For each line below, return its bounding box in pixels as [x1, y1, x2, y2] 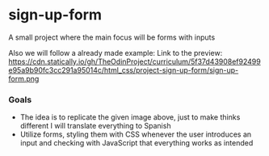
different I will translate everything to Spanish [19, 121, 171, 131]
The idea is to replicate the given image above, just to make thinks [19, 112, 241, 122]
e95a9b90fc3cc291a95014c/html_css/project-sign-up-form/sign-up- [8, 65, 239, 74]
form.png [8, 74, 40, 83]
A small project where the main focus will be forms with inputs [8, 32, 216, 42]
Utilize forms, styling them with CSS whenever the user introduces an [19, 129, 252, 139]
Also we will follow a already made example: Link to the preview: [8, 48, 223, 57]
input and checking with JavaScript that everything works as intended [19, 138, 254, 148]
